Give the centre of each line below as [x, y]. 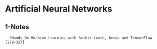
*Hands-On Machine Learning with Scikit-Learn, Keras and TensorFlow [81, 38]
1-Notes [17, 27]
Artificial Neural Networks [59, 9]
